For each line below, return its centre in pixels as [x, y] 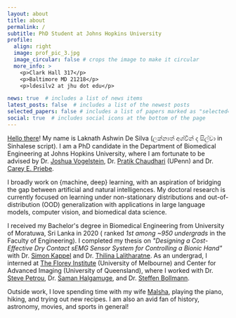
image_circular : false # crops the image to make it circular [106, 60]
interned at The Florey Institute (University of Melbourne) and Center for [112, 263]
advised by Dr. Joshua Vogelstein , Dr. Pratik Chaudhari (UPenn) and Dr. [111, 161]
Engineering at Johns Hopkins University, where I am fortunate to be [106, 153]
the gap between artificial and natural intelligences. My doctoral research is [117, 189]
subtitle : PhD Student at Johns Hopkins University [84, 33]
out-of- [218, 197]
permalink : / [26, 27]
